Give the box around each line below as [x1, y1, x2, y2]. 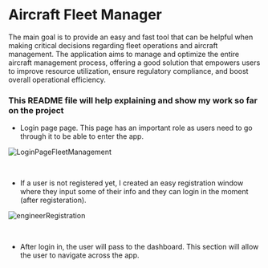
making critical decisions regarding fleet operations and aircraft [8, 40, 218, 50]
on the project [8, 104, 64, 116]
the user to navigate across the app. [19, 250, 140, 260]
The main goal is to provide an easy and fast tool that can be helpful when [8, 32, 254, 42]
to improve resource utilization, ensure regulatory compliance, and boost [8, 66, 249, 75]
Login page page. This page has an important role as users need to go [19, 123, 253, 133]
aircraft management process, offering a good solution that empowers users [8, 58, 261, 67]
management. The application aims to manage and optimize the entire [8, 49, 240, 59]
